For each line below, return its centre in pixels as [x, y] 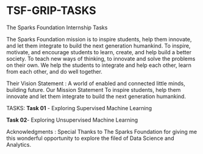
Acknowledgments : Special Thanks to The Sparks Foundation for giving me [101, 131]
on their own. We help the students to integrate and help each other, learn [99, 65]
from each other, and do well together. [54, 71]
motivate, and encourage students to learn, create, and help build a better [99, 52]
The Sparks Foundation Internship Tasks [57, 27]
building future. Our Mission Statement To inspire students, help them [94, 89]
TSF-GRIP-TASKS [51, 11]
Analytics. [19, 144]
